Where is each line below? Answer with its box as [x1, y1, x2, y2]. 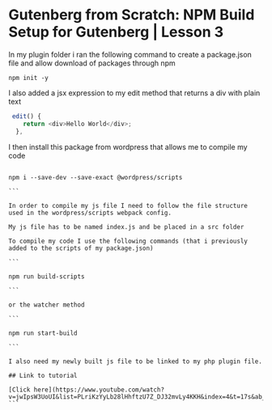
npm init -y [8, 74, 49, 82]
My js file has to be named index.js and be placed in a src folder [8, 222, 244, 231]
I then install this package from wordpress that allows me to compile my [8, 142, 249, 151]
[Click [8, 386, 31, 394]
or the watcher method [8, 301, 85, 309]
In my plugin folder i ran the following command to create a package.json [8, 49, 253, 59]
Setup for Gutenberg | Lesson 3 [8, 23, 224, 41]
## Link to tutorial [8, 371, 79, 379]
